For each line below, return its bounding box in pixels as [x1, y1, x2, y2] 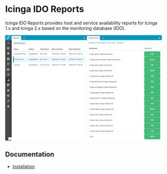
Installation [12, 163, 35, 170]
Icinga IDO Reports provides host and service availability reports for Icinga [5, 20, 158, 26]
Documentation [5, 150, 55, 159]
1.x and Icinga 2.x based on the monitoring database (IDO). [5, 25, 126, 31]
